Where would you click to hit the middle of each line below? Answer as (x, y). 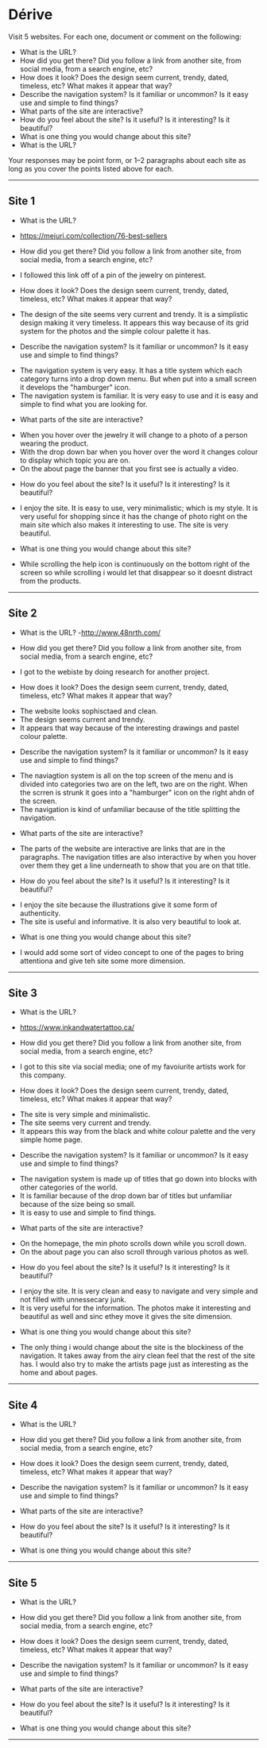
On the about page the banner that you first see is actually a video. (129, 468)
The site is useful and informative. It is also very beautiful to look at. (130, 921)
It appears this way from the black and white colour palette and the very (137, 1131)
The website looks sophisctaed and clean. (89, 711)
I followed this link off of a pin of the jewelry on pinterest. (113, 275)
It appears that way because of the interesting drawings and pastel (130, 728)
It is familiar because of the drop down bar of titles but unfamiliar (126, 1196)
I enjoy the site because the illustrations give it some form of (118, 904)
